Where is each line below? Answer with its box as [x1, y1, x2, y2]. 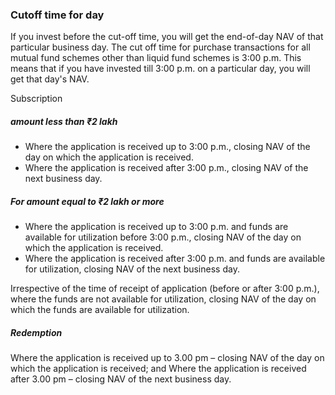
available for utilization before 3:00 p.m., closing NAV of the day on [24, 231, 302, 243]
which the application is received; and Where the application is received [10, 363, 307, 375]
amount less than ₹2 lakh [10, 115, 118, 127]
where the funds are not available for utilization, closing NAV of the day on [10, 293, 317, 305]
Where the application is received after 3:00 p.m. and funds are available [24, 253, 326, 265]
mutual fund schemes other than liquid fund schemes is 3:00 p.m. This [10, 52, 302, 64]
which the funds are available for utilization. [10, 304, 190, 316]
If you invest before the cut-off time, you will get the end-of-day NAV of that [10, 31, 324, 43]
